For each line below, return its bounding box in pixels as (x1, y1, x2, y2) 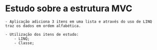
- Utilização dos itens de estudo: (5, 32, 79, 37)
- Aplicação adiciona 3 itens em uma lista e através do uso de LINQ (5, 19, 153, 24)
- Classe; (14, 40, 35, 46)
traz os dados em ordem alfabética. (5, 23, 81, 28)
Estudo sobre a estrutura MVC (5, 3, 133, 14)
